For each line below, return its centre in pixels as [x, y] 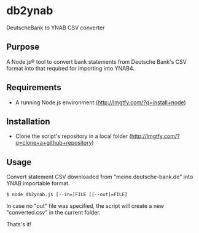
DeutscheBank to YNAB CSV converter [56, 28]
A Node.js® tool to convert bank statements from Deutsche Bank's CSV [97, 61]
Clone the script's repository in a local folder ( [73, 136]
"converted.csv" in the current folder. [53, 213]
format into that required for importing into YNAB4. [71, 68]
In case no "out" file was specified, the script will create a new [85, 206]
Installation [28, 121]
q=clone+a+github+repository [53, 143]
